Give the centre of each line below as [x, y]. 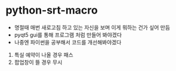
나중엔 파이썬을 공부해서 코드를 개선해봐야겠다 [68, 42]
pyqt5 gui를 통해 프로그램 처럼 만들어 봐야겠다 [68, 35]
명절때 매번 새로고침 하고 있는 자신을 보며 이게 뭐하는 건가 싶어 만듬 [92, 27]
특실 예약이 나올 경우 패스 [44, 54]
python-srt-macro [52, 10]
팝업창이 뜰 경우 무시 [38, 62]
